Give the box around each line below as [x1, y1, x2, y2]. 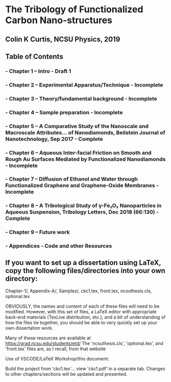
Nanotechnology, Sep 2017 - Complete [5, 135, 103, 142]
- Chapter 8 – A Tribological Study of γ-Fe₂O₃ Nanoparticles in [5, 202, 162, 209]
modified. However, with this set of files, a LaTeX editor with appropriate [5, 309, 157, 314]
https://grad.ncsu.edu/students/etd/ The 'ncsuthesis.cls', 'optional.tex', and [5, 341, 163, 346]
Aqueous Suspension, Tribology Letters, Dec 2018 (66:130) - [5, 208, 159, 216]
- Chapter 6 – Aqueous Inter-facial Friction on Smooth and [5, 149, 152, 156]
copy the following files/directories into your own [5, 266, 166, 275]
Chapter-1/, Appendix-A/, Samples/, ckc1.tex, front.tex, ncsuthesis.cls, [5, 288, 152, 294]
